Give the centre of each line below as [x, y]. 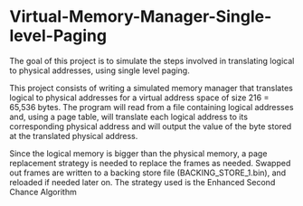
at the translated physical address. [74, 136]
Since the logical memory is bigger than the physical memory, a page [138, 153]
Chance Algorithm [43, 192]
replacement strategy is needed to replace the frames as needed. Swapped [150, 163]
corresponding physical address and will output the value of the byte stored [151, 126]
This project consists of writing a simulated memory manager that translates [151, 88]
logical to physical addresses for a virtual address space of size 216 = [139, 98]
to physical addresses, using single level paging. [99, 70]
